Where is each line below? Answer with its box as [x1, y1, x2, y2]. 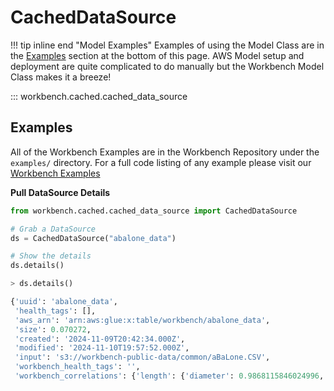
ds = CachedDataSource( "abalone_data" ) [10, 233, 177, 243]
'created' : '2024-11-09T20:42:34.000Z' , [14, 334, 186, 344]
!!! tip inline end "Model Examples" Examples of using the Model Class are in [10, 39, 325, 51]
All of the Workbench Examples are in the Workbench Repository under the [10, 146, 320, 158]
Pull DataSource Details [10, 186, 111, 198]
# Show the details [10, 251, 92, 261]
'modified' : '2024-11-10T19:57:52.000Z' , [14, 343, 190, 353]
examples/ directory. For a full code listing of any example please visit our [10, 156, 312, 168]
